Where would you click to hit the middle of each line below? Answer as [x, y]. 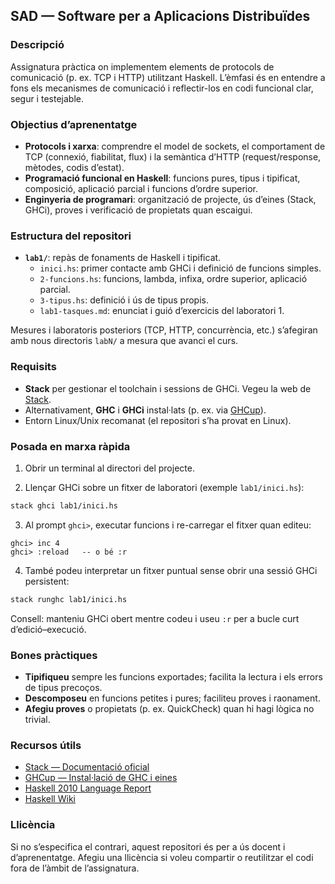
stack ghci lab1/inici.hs [64, 505]
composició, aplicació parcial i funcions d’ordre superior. [141, 188]
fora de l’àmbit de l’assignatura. [75, 868]
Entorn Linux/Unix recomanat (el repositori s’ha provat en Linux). [158, 420]
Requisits [33, 367]
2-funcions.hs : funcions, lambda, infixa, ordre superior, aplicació [173, 279]
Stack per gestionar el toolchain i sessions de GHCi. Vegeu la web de [168, 388]
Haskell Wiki [50, 799]
